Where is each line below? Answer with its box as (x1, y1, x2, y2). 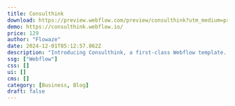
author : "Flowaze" (7, 36, 61, 43)
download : (7, 17, 36, 24)
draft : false (7, 88, 45, 95)
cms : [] (7, 75, 30, 82)
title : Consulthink (7, 10, 64, 17)
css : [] (7, 62, 30, 69)
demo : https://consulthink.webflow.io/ (7, 23, 124, 30)
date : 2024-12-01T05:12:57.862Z (7, 43, 101, 50)
